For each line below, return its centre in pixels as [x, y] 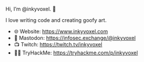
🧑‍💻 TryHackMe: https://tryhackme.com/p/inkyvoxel [76, 53]
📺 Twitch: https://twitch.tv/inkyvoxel [58, 44]
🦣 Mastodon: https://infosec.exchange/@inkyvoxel [75, 38]
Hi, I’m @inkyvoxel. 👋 [31, 9]
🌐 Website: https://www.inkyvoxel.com [61, 31]
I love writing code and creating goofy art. [56, 20]
